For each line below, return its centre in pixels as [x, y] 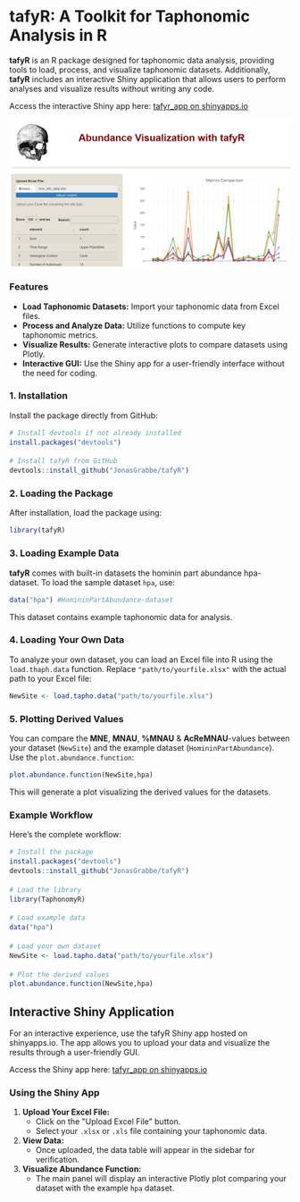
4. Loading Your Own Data [67, 640]
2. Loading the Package [61, 493]
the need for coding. [60, 373]
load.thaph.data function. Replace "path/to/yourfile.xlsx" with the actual [148, 668]
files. [31, 315]
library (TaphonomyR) [48, 899]
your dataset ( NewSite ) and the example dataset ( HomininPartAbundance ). [142, 748]
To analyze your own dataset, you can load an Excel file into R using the [141, 660]
